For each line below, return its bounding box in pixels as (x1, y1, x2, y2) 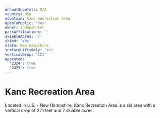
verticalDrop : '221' (5, 52, 47, 57)
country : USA (5, 12, 32, 16)
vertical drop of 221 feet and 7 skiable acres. (5, 107, 94, 113)
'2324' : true (9, 61, 36, 66)
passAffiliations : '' (5, 29, 49, 34)
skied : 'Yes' (5, 39, 32, 44)
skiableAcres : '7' (5, 34, 42, 39)
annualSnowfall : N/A (5, 7, 47, 12)
